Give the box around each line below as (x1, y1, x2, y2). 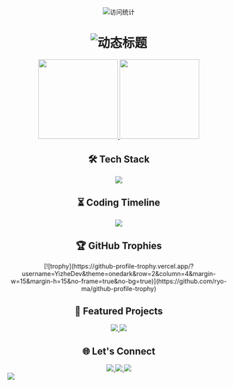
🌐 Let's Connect (82, 345, 156, 357)
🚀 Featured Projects (74, 305, 163, 317)
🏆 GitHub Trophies (75, 239, 163, 251)
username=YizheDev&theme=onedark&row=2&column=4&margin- (21, 270, 216, 278)
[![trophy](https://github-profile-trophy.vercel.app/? (43, 262, 194, 270)
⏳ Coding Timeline (77, 197, 160, 209)
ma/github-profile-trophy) (81, 285, 157, 293)
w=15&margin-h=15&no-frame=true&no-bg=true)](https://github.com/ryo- (10, 277, 228, 285)
